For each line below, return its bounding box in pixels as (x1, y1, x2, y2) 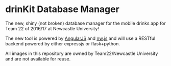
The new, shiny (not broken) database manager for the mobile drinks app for (5, 20, 166, 26)
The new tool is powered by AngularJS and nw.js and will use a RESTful (5, 35, 156, 41)
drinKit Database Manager (5, 4, 120, 15)
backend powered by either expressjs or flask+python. (5, 40, 120, 46)
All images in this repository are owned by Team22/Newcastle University (5, 50, 158, 56)
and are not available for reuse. (5, 55, 71, 61)
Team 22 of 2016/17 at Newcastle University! (5, 25, 100, 31)
